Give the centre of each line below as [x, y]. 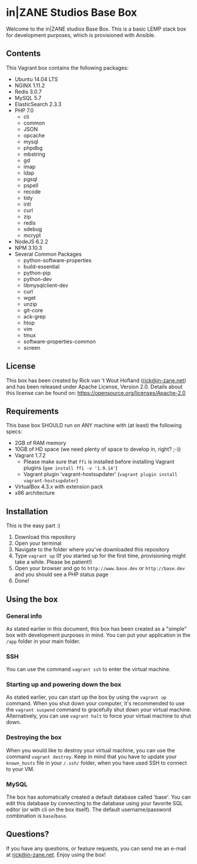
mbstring [34, 154]
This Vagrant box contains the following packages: [67, 68]
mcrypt [32, 235]
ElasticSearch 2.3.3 [38, 104]
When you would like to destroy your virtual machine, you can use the [91, 750]
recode [32, 192]
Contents [24, 54]
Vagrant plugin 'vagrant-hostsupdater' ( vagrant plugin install [100, 474]
